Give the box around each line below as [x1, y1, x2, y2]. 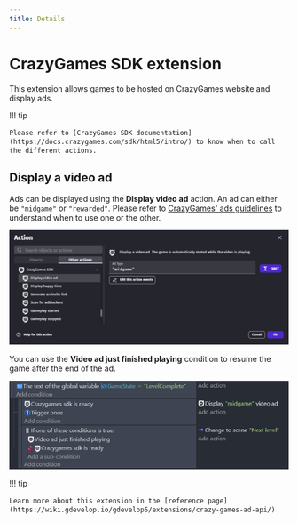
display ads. [9, 93, 53, 103]
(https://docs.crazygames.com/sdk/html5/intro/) [9, 137, 192, 146]
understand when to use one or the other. [9, 213, 161, 223]
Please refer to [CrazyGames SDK [9, 128, 133, 137]
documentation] [136, 128, 192, 137]
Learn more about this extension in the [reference [9, 496, 204, 505]
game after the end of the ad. [9, 363, 117, 374]
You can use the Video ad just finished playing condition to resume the [9, 354, 271, 365]
